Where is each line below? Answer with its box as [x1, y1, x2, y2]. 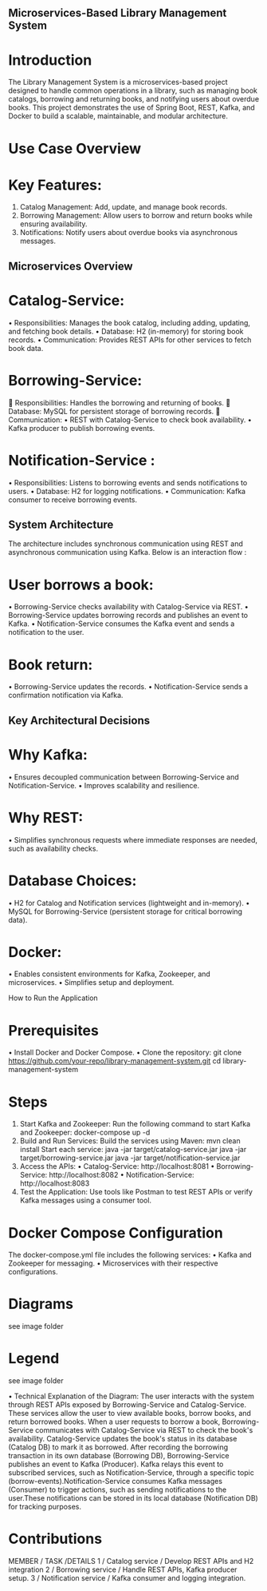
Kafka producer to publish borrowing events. [8, 423, 155, 433]
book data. [8, 343, 44, 353]
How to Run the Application [8, 993, 98, 1003]
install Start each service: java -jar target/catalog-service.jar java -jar [19, 1145, 247, 1154]
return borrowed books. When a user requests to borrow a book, [8, 1417, 221, 1426]
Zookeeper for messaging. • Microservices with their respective [8, 1258, 218, 1268]
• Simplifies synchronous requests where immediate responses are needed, [8, 835, 257, 844]
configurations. [8, 1267, 58, 1277]
